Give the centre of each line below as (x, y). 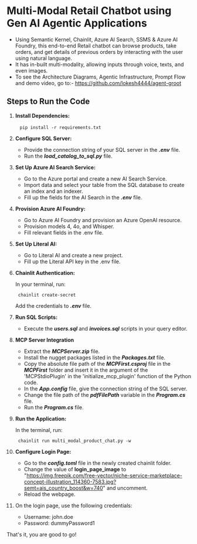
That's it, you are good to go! (42, 534)
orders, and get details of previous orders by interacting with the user (99, 52)
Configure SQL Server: (43, 138)
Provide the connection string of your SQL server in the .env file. (102, 149)
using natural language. (44, 58)
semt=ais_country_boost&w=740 (63, 488)
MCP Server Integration (45, 340)
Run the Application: (41, 419)
